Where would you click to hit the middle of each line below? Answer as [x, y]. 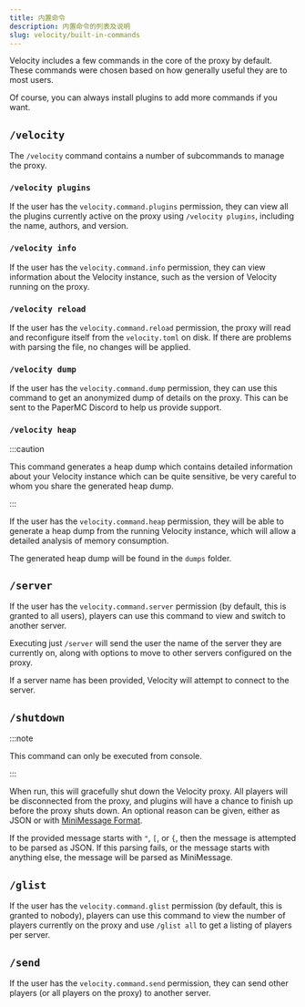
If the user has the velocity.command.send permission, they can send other [149, 983]
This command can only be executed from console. [106, 756]
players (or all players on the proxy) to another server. [110, 992]
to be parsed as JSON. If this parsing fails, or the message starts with [140, 848]
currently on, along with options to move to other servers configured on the [151, 653]
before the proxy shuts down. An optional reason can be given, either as [145, 811]
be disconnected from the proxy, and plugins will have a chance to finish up [151, 801]
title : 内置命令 [37, 18]
